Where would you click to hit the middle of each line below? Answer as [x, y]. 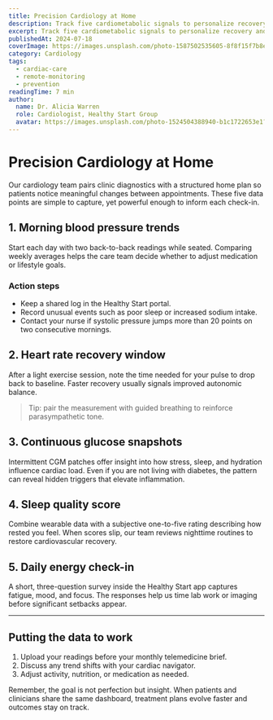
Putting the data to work [71, 637]
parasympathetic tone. [66, 416]
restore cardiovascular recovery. [63, 542]
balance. [23, 392]
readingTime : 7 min [41, 92]
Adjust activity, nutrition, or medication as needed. [104, 674]
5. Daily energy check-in [71, 567]
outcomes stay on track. [49, 707]
